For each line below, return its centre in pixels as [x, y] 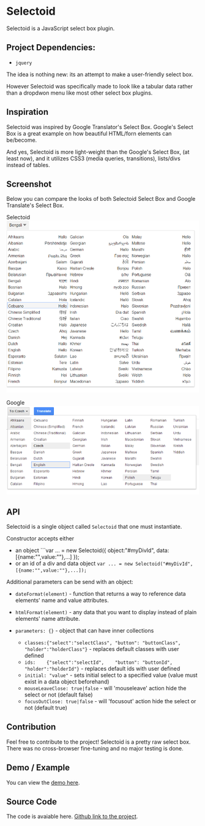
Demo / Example [38, 768]
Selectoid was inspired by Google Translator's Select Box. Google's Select [100, 127]
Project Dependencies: [51, 48]
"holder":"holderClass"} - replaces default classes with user [102, 649]
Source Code [32, 802]
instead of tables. [28, 165]
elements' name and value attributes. [62, 600]
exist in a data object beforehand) [67, 681]
